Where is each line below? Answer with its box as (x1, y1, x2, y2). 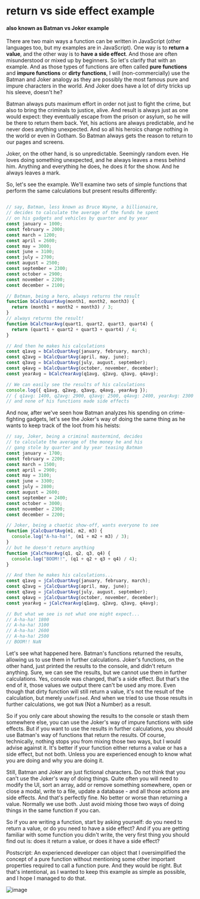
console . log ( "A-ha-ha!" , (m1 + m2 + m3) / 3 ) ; (11, 534, 130, 540)
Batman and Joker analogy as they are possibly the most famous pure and (6, 76, 189, 83)
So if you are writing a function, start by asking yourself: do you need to (6, 818, 183, 825)
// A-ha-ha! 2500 (6, 633, 50, 639)
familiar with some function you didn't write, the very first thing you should (6, 831, 190, 838)
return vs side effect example (6, 4, 155, 18)
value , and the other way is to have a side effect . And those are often (6, 50, 178, 58)
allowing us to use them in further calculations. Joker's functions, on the (6, 656, 184, 663)
